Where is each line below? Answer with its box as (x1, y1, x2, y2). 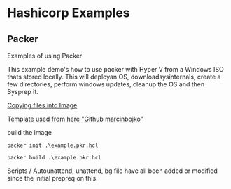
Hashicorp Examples (7, 5, 131, 21)
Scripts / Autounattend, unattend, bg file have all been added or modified (7, 167, 218, 175)
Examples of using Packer (7, 51, 83, 60)
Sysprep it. (7, 88, 38, 96)
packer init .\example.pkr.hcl (7, 142, 99, 149)
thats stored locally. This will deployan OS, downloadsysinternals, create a (7, 72, 221, 81)
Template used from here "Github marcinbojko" (7, 115, 143, 123)
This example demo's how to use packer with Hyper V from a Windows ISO (7, 65, 224, 73)
